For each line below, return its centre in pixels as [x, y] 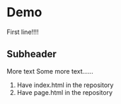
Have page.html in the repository [65, 92]
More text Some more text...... [50, 71]
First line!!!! [23, 32]
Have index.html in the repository [65, 85]
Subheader [32, 54]
